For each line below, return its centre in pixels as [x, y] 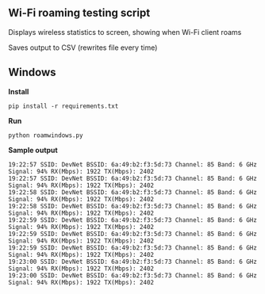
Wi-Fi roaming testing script [79, 13]
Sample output [33, 150]
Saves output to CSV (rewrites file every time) [83, 48]
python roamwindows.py [46, 135]
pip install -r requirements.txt [63, 106]
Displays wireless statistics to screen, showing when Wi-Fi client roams [125, 32]
